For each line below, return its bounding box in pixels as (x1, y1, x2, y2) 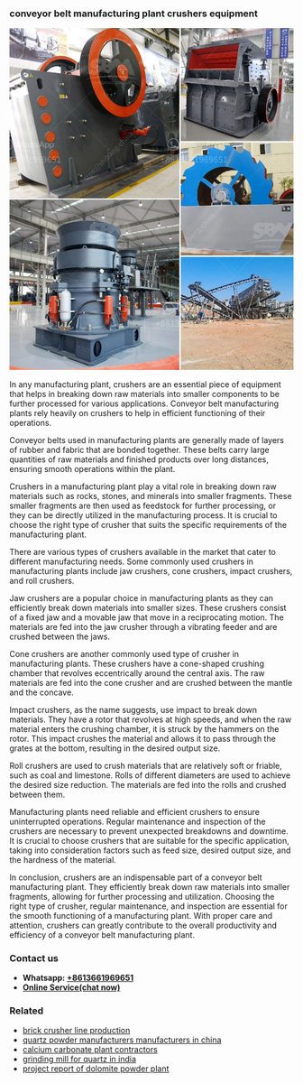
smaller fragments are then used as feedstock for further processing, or (9, 500, 277, 511)
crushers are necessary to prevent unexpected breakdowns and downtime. (9, 825, 289, 837)
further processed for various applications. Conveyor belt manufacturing (9, 398, 280, 409)
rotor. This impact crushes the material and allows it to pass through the (9, 733, 277, 744)
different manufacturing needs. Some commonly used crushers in (9, 556, 254, 567)
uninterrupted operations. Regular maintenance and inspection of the (9, 816, 266, 827)
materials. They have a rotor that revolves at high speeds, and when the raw (9, 714, 292, 725)
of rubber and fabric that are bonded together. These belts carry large (9, 444, 270, 455)
